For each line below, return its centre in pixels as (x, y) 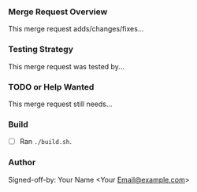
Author (22, 162)
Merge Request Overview (58, 12)
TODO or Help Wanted (51, 87)
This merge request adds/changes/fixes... (76, 29)
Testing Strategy (41, 50)
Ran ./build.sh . (46, 142)
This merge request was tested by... (66, 66)
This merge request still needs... (60, 104)
